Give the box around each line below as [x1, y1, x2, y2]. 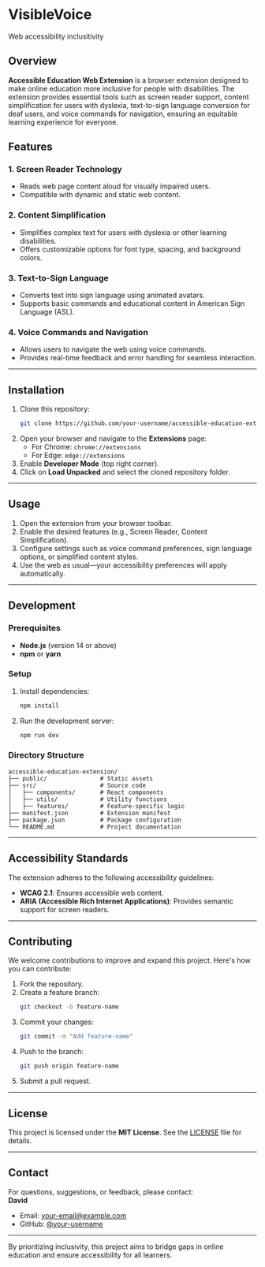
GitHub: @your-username [19, 1219, 104, 1228]
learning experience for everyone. [8, 117, 119, 127]
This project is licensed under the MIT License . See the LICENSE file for [8, 1127, 242, 1137]
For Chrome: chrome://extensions [31, 442, 142, 452]
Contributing [8, 935, 73, 948]
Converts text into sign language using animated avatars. [19, 290, 205, 300]
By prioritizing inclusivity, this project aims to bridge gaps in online [8, 1242, 224, 1251]
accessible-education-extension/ [8, 767, 118, 776]
